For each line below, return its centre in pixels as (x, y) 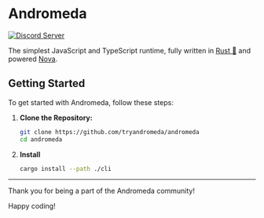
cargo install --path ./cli (65, 169)
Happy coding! (32, 206)
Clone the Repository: (56, 118)
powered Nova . (33, 59)
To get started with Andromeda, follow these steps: (91, 102)
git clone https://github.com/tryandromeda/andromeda (109, 132)
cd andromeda (41, 139)
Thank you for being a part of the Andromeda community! (101, 191)
